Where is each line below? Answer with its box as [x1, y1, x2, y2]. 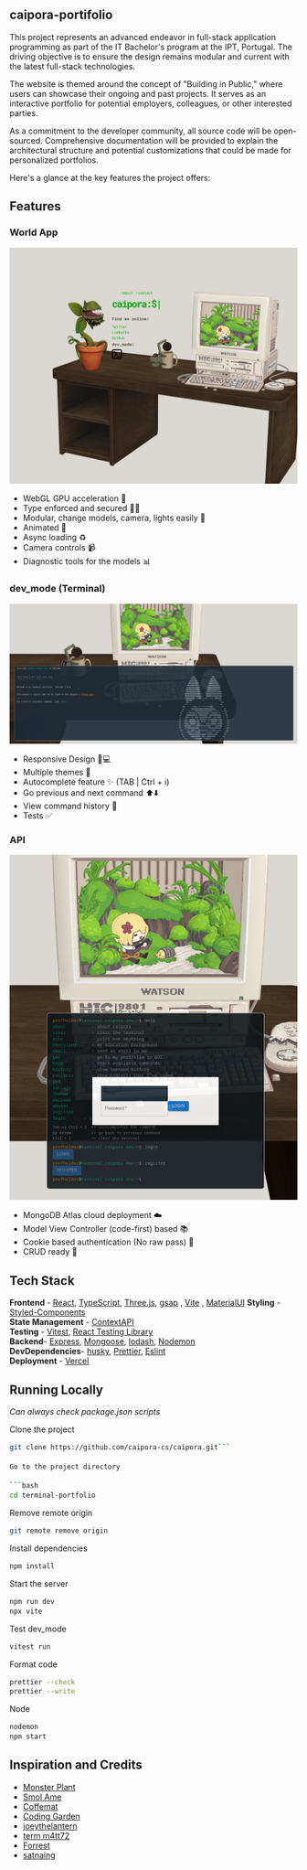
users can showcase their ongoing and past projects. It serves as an [9, 88, 267, 99]
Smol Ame [22, 1791, 62, 1802]
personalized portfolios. [9, 155, 99, 166]
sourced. [9, 134, 43, 145]
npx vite [9, 1607, 43, 1616]
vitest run [9, 1641, 51, 1651]
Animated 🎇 [22, 522, 67, 533]
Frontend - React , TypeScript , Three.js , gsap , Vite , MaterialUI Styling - [9, 1298, 281, 1309]
